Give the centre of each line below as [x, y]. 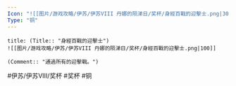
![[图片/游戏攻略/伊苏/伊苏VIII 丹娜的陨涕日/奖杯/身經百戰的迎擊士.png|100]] [112, 48]
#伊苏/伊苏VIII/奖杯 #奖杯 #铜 [50, 76]
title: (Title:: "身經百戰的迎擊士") [58, 41]
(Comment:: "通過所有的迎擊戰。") [53, 62]
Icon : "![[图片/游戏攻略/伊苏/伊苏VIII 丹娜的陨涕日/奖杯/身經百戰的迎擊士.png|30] [120, 14]
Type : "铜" [23, 20]
